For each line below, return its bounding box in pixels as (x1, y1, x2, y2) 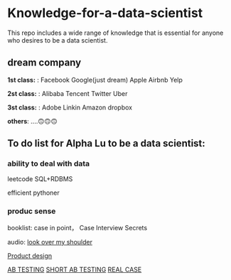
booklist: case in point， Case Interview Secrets (7, 223, 148, 232)
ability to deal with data (7, 158, 90, 168)
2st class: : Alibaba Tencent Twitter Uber (7, 89, 128, 97)
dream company (7, 57, 82, 69)
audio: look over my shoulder (7, 237, 92, 246)
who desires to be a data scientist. (7, 36, 108, 44)
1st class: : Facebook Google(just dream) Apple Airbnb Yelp (7, 75, 183, 84)
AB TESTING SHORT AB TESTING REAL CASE (7, 265, 142, 274)
